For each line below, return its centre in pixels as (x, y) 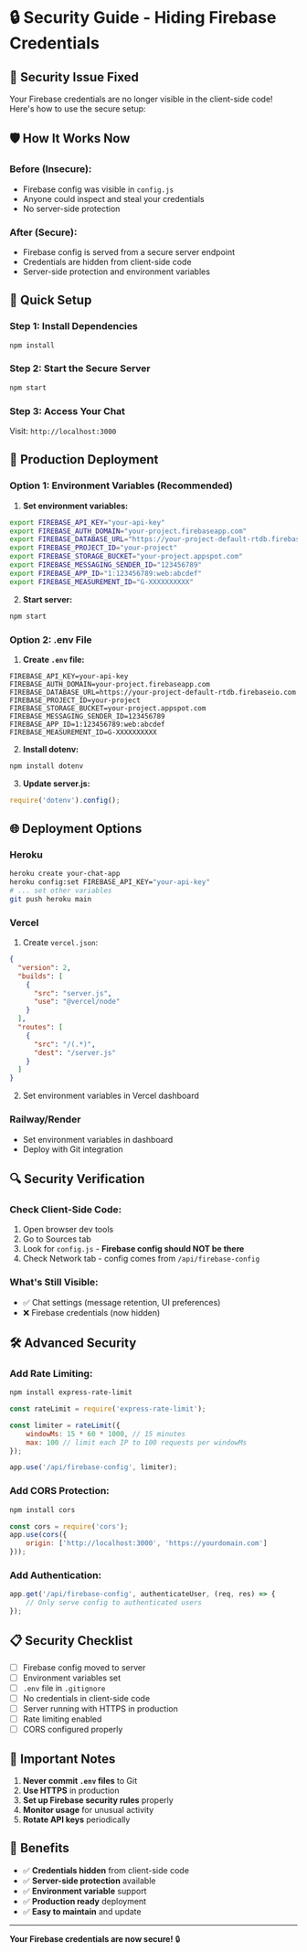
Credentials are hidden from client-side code (107, 261)
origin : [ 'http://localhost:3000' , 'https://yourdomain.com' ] (147, 1543)
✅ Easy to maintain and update (82, 1911)
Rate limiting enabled (62, 1719)
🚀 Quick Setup (51, 300)
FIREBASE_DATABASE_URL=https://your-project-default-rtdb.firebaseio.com (153, 692)
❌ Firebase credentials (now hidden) (91, 1312)
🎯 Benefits (40, 1848)
